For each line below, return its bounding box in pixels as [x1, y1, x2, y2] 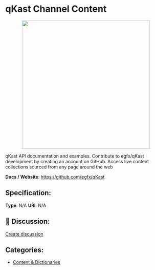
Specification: [5, 188, 51, 198]
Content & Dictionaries [12, 259, 60, 265]
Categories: [5, 245, 44, 254]
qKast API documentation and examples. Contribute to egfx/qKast [5, 152, 144, 159]
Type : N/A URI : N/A [5, 202, 47, 208]
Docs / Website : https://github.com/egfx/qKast [5, 173, 105, 180]
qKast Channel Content [5, 3, 107, 15]
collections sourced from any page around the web [5, 164, 114, 170]
